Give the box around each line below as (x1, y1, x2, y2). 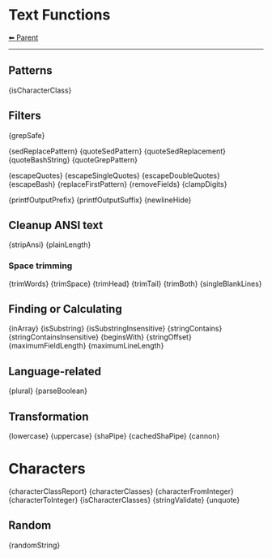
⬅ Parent (8, 32, 39, 42)
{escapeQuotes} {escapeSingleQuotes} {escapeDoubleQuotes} (8, 171, 220, 180)
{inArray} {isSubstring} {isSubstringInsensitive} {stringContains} (8, 323, 223, 334)
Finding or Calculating (8, 302, 123, 316)
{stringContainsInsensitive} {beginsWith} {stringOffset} (8, 332, 192, 342)
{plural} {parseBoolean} (8, 386, 87, 396)
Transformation (8, 409, 89, 423)
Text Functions (8, 6, 111, 24)
